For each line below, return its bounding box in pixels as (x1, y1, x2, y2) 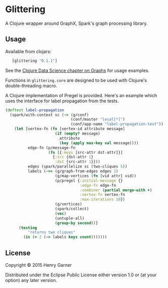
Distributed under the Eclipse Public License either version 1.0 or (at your (5, 272, 157, 278)
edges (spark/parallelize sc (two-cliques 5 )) (27, 164, 128, 169)
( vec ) (54, 211, 67, 216)
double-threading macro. (5, 83, 58, 89)
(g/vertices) (54, 201, 82, 207)
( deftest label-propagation (5, 107, 65, 112)
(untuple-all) (54, 216, 85, 221)
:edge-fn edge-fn (80, 183, 116, 188)
